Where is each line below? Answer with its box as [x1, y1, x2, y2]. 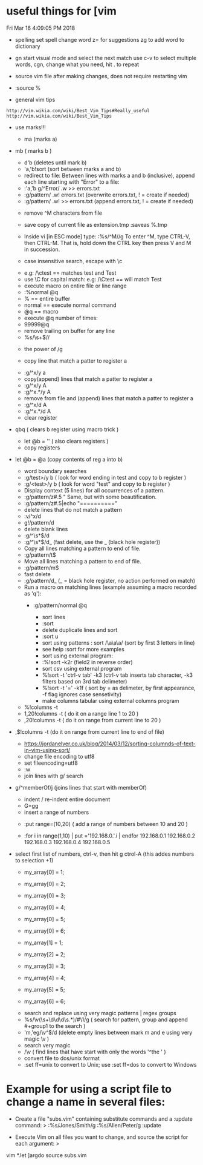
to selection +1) [14, 856, 54, 864]
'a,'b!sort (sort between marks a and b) [24, 165, 121, 172]
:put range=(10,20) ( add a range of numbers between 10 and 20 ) [24, 820, 188, 827]
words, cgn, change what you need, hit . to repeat [14, 61, 140, 68]
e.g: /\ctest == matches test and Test [24, 269, 117, 277]
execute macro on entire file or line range [24, 282, 127, 289]
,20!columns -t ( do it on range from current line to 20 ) [24, 716, 161, 724]
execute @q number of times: [24, 314, 98, 321]
